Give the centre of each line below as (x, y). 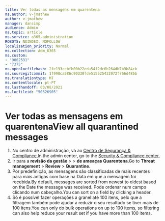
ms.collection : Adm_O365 (30, 51)
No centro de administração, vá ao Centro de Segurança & (71, 151)
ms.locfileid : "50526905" (31, 92)
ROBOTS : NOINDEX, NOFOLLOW (33, 42)
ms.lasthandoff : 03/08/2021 (34, 87)
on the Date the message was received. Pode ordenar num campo (79, 187)
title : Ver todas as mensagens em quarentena (52, 10)
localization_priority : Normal (37, 46)
